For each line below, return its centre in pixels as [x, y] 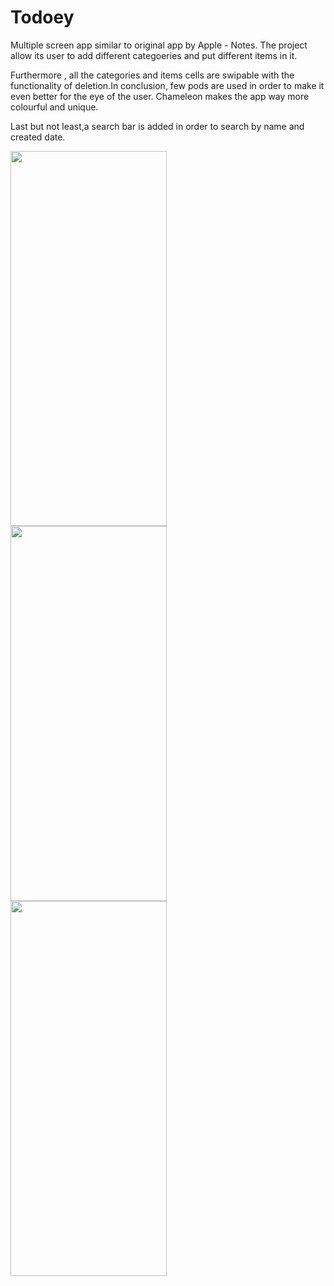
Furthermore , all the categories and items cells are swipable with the [152, 75]
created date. [38, 137]
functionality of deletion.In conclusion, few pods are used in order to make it [167, 85]
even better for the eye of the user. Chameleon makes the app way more [160, 96]
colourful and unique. [54, 107]
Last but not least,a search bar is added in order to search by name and [157, 126]
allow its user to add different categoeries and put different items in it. [154, 55]
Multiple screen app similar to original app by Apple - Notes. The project [159, 45]
